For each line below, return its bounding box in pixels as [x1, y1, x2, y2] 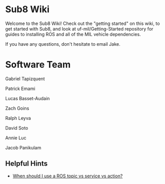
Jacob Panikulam [5, 144, 42, 150]
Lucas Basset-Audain [5, 95, 50, 101]
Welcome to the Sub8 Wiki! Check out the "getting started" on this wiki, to [5, 20, 160, 26]
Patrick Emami [5, 85, 36, 91]
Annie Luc [5, 135, 26, 141]
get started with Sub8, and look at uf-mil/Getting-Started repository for [5, 25, 154, 32]
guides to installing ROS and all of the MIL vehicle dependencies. [5, 31, 141, 37]
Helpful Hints [5, 159, 48, 168]
